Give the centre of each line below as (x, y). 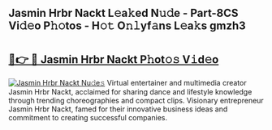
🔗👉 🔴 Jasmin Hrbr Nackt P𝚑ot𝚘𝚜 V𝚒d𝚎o (114, 59)
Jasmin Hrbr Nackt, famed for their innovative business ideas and (118, 109)
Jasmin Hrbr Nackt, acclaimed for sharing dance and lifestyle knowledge (130, 92)
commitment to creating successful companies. (88, 117)
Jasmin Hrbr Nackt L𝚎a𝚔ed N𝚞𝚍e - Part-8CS (123, 13)
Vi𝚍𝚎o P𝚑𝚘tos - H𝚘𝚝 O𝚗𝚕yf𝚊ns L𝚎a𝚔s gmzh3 (127, 26)
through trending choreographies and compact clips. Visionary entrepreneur (136, 101)
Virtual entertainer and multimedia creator (177, 83)
